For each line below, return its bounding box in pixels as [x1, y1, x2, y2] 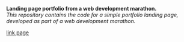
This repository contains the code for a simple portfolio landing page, [6, 11, 179, 18]
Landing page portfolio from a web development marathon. [6, 5, 157, 12]
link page [6, 29, 29, 36]
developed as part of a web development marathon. [6, 18, 136, 24]
